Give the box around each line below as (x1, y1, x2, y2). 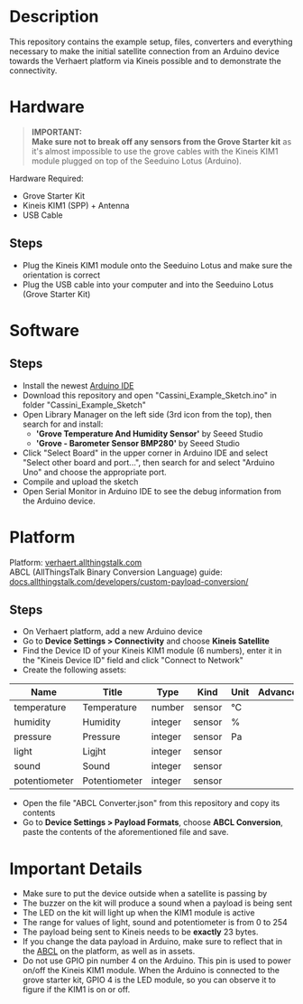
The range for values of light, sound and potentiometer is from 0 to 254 (22, 917, 289, 928)
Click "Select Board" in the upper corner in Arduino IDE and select (22, 447, 269, 458)
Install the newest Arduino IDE (22, 380, 134, 390)
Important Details (9, 859, 142, 878)
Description (9, 6, 99, 27)
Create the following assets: (22, 664, 127, 675)
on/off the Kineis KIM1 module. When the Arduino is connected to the (22, 965, 280, 976)
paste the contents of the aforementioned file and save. (22, 827, 229, 838)
